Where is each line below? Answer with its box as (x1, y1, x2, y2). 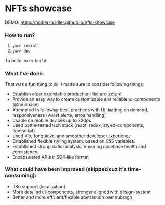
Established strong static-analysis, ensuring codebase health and (12, 143, 146, 149)
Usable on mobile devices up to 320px (12, 117, 91, 123)
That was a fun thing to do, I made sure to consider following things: (5, 81, 145, 87)
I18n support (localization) (12, 183, 66, 189)
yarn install (12, 44, 40, 49)
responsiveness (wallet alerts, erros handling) (12, 112, 106, 118)
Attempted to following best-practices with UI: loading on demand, (12, 107, 149, 113)
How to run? (5, 32, 35, 39)
